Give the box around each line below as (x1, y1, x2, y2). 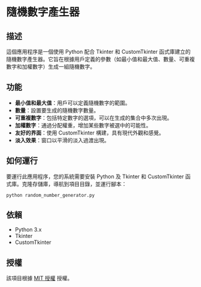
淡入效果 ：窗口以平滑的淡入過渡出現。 (14, 136, 109, 143)
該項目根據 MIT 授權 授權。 (6, 274, 73, 282)
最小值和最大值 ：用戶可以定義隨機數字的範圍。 (14, 99, 130, 106)
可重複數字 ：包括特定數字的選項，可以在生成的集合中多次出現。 (14, 114, 172, 121)
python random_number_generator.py (6, 192, 95, 198)
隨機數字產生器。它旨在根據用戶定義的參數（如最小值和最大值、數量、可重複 (6, 56, 195, 63)
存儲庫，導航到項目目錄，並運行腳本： (32, 180, 127, 187)
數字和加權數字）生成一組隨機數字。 (6, 63, 96, 70)
